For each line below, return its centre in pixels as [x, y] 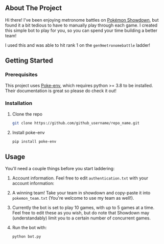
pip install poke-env [34, 141]
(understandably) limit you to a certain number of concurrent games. [81, 218]
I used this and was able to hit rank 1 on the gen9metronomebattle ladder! [78, 45]
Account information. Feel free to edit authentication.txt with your [80, 178]
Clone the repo [27, 114]
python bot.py [26, 237]
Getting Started [29, 61]
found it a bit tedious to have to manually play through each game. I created [81, 25]
